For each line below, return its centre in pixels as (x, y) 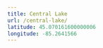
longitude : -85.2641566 (42, 34)
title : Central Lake (38, 14)
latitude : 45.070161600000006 (52, 27)
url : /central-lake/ (38, 20)
